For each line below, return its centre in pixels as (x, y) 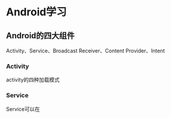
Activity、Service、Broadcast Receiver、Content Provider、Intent (85, 51)
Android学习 (37, 12)
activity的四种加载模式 (33, 80)
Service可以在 (23, 109)
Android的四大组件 (40, 36)
